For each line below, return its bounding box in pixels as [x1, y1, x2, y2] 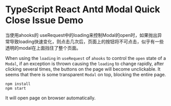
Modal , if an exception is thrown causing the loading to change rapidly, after [5, 60, 164, 67]
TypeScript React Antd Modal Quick [5, 4, 160, 15]
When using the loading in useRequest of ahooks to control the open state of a [5, 55, 166, 61]
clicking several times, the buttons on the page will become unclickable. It [5, 66, 161, 72]
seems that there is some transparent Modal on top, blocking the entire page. [5, 71, 166, 77]
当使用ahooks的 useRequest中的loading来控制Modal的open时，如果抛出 [5, 32, 158, 38]
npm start [5, 86, 27, 91]
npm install [5, 81, 31, 87]
